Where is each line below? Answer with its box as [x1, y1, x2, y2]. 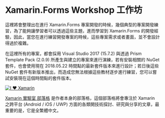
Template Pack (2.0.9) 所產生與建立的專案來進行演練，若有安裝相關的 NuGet [5, 57, 160, 62]
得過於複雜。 [5, 40, 31, 46]
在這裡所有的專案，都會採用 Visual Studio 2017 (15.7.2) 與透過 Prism [5, 50, 142, 57]
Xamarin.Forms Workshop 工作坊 [5, 4, 142, 16]
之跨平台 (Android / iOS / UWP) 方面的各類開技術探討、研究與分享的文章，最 [5, 101, 160, 107]
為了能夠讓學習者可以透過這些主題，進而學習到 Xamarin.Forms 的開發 [13, 28, 154, 33]
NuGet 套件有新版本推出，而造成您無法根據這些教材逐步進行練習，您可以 [5, 69, 153, 75]
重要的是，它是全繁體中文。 [5, 107, 61, 113]
